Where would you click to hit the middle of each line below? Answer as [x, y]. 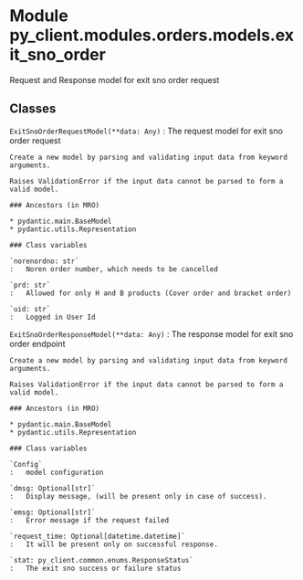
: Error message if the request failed [89, 520]
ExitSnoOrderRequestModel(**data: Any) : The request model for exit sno [146, 131]
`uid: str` [30, 309]
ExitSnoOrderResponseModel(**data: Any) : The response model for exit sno [151, 333]
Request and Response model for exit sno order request [115, 79]
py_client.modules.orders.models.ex [152, 35]
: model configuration [57, 472]
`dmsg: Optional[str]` [52, 488]
